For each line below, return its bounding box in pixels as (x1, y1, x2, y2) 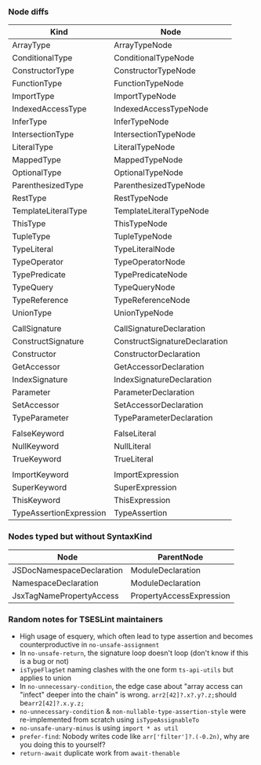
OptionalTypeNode (113, 167, 183, 178)
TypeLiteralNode (113, 244, 176, 255)
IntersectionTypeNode (113, 129, 196, 140)
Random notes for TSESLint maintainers (8, 614, 163, 625)
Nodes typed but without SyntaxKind (8, 531, 153, 542)
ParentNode (158, 552, 204, 563)
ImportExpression (113, 469, 179, 480)
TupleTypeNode (113, 231, 172, 242)
